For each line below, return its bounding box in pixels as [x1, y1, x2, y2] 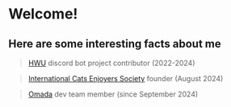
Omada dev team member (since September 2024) [27, 89, 199, 99]
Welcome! [8, 5, 78, 23]
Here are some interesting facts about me [8, 37, 221, 51]
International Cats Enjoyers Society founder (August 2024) [27, 74, 224, 83]
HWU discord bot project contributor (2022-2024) [27, 58, 195, 68]
